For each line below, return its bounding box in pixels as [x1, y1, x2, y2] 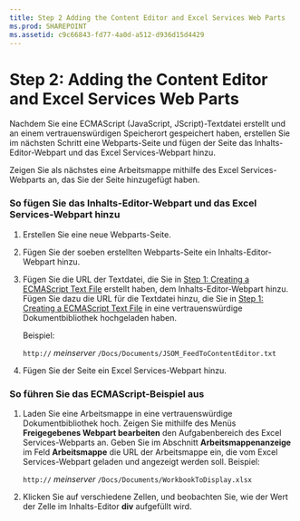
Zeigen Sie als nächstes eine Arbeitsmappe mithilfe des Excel [9, 165, 239, 176]
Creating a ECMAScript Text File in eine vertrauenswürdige [22, 303, 243, 314]
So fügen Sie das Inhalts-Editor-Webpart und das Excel [9, 197, 257, 209]
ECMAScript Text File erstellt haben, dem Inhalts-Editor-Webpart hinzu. [22, 283, 289, 294]
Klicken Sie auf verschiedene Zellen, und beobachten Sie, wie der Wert [22, 491, 288, 502]
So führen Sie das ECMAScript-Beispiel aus [9, 387, 205, 400]
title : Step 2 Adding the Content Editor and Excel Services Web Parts [9, 13, 285, 23]
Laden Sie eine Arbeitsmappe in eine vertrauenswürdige [22, 408, 233, 419]
